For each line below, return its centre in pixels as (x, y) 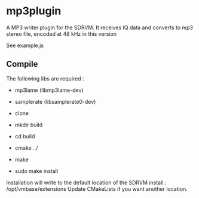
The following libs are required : (45, 78)
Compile (22, 64)
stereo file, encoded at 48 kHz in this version (62, 33)
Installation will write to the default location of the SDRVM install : (86, 182)
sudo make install (36, 171)
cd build (25, 136)
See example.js (25, 45)
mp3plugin (34, 11)
